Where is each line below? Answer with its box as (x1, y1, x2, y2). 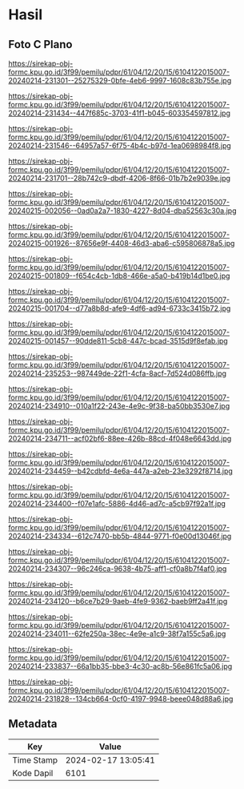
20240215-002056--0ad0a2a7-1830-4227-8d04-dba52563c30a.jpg (8, 206, 238, 215)
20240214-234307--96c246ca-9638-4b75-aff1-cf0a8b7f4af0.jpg (8, 564, 227, 574)
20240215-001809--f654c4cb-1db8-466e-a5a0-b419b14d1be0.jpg (8, 271, 230, 280)
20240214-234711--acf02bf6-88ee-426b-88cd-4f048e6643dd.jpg (8, 434, 232, 443)
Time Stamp (12, 755, 58, 766)
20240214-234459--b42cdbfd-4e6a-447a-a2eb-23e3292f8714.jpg (8, 466, 234, 476)
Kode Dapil (12, 767, 54, 779)
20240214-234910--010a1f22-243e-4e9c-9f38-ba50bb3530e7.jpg (8, 401, 230, 410)
